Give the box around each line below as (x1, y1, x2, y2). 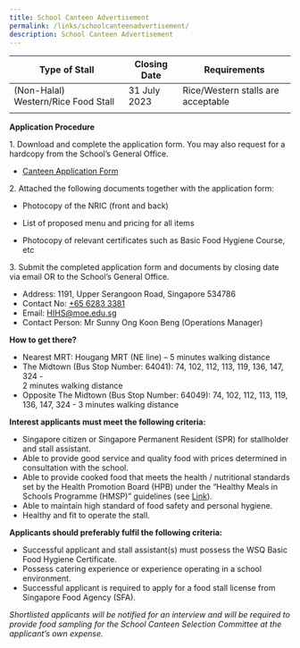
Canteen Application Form (21, 166, 119, 177)
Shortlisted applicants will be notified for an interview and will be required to (9, 610, 290, 620)
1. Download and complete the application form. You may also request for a (9, 139, 286, 150)
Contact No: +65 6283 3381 (21, 299, 125, 309)
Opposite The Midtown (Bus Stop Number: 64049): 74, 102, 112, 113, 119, (21, 390, 288, 400)
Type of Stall (38, 63, 95, 76)
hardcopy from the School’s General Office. (9, 148, 169, 159)
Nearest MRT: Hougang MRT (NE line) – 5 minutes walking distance (21, 352, 271, 363)
